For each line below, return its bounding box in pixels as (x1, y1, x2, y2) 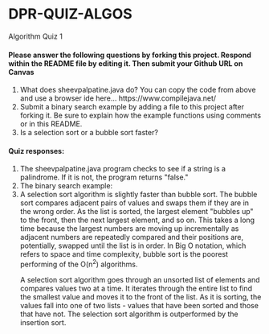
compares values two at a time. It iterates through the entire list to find (19, 283, 253, 293)
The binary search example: (19, 181, 113, 191)
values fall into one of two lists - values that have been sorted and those (19, 301, 259, 310)
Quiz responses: (8, 146, 65, 155)
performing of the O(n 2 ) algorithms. (19, 258, 138, 269)
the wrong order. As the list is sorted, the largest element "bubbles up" (19, 207, 255, 216)
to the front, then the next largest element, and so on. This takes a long (19, 215, 255, 225)
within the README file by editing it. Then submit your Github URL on (8, 58, 243, 68)
